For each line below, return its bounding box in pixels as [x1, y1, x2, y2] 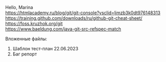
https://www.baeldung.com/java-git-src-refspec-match [5, 26, 121, 32]
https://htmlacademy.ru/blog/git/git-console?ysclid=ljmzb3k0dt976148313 [5, 10, 161, 16]
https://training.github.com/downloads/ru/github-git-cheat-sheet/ [5, 15, 143, 21]
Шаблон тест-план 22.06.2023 [12, 46, 79, 51]
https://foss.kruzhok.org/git [5, 20, 63, 26]
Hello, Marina [5, 5, 34, 10]
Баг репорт [12, 51, 37, 57]
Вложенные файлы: [5, 36, 47, 42]
